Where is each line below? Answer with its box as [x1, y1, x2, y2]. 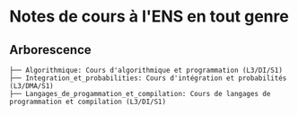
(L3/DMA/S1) [9, 82, 54, 91]
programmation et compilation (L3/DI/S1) [9, 97, 167, 106]
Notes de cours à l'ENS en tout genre [9, 6, 289, 27]
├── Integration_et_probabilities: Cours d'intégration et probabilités [9, 74, 287, 83]
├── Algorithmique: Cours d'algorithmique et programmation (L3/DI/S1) [9, 66, 283, 75]
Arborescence [9, 42, 92, 57]
